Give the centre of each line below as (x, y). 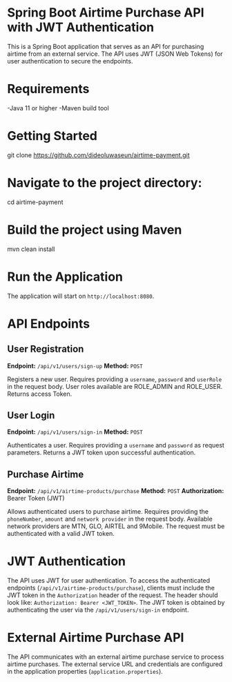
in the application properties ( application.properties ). (85, 672)
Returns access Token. (40, 394)
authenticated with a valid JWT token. (61, 534)
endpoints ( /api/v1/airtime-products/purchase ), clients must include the (111, 588)
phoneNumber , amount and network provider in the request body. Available (110, 519)
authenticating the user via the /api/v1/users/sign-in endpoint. (98, 610)
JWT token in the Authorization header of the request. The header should (113, 595)
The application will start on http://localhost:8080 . (81, 296)
